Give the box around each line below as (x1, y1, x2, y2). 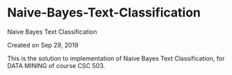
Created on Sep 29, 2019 (7, 41, 78, 49)
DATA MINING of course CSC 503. (7, 61, 106, 69)
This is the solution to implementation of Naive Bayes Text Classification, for (7, 54, 225, 63)
